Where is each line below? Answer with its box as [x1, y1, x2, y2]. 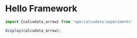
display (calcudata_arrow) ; [5, 28, 61, 33]
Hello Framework [5, 3, 77, 14]
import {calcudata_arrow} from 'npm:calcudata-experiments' [5, 19, 133, 24]
